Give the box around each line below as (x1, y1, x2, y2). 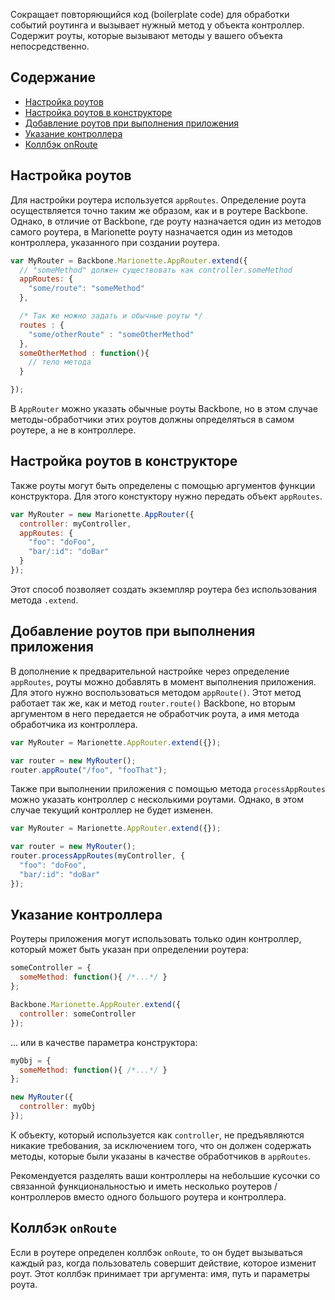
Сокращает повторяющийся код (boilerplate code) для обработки (10, 9, 290, 20)
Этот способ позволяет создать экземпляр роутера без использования (10, 583, 318, 595)
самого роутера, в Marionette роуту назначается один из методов (10, 225, 293, 238)
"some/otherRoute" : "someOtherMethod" (28, 329, 195, 339)
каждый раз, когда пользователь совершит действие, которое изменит (10, 1257, 317, 1269)
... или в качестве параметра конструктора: (10, 1036, 198, 1048)
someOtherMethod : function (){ (19, 348, 150, 358)
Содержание (10, 69, 97, 86)
